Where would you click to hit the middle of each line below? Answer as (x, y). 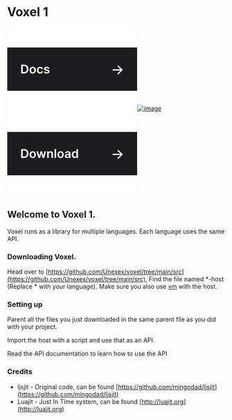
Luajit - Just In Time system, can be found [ (79, 401)
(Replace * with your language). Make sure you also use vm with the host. (113, 287)
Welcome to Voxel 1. (52, 215)
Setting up (25, 304)
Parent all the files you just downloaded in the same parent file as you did (111, 320)
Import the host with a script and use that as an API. (81, 340)
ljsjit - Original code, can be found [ (68, 387)
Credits (20, 371)
